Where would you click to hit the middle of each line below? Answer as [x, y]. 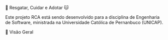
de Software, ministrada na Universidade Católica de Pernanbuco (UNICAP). [84, 22]
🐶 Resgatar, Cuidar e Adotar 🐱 [37, 8]
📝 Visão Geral [19, 32]
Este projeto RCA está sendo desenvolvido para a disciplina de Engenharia [82, 17]
